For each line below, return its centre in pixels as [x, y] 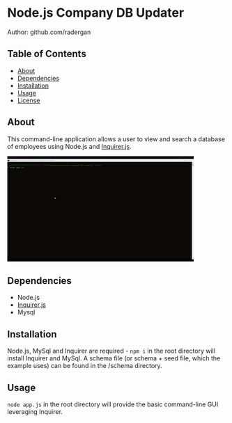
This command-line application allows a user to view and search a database [116, 139]
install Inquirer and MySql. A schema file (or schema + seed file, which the [114, 358]
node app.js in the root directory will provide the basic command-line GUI [113, 404]
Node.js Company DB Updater [96, 13]
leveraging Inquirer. [35, 412]
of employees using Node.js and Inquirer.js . [69, 146]
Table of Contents [47, 54]
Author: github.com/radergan [49, 32]
